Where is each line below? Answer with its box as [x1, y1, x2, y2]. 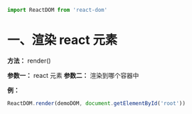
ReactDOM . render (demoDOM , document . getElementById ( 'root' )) [7, 99, 186, 107]
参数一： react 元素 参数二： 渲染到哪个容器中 [7, 71, 140, 79]
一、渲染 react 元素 [7, 32, 117, 48]
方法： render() [7, 56, 51, 65]
